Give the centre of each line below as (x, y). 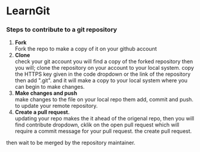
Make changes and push (46, 93)
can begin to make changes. (50, 87)
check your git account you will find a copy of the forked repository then (104, 61)
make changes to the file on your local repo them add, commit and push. (104, 100)
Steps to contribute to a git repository (62, 30)
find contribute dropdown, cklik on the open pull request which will (97, 125)
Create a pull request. (42, 112)
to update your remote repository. (56, 106)
